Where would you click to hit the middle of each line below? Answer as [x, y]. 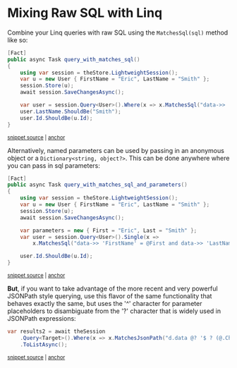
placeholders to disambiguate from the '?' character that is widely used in [114, 311]
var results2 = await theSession [56, 332]
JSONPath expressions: [42, 319]
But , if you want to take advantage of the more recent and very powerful [113, 289]
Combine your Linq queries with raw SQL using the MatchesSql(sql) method [118, 32]
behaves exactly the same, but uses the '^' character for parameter [105, 304]
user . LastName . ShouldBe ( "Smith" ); [71, 111]
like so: [18, 39]
